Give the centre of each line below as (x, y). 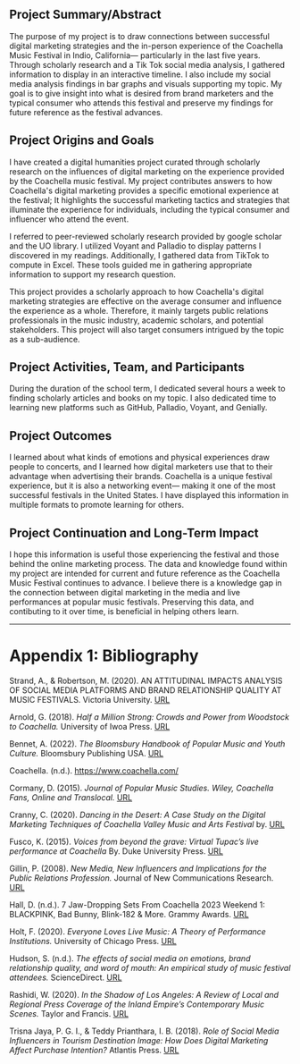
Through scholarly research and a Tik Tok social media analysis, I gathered (147, 64)
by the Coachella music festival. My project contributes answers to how (141, 181)
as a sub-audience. (45, 339)
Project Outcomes (61, 436)
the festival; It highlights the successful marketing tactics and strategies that (150, 199)
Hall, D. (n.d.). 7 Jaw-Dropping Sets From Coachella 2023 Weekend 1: (137, 905)
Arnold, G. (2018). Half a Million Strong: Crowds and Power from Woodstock (150, 717)
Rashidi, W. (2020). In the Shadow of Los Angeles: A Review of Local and (144, 995)
